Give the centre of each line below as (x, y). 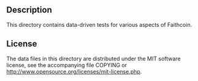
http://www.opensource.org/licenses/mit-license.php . (74, 71)
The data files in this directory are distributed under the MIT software (93, 58)
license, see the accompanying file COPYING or (67, 65)
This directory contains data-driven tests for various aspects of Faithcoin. (99, 24)
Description (29, 10)
